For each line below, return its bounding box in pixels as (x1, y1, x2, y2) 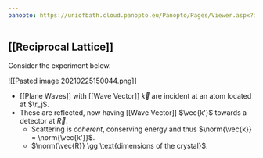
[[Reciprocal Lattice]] (8, 41, 113, 54)
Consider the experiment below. (8, 61, 111, 70)
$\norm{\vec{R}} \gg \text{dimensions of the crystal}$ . (31, 142, 209, 151)
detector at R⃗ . (19, 117, 68, 126)
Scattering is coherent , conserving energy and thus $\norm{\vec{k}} (31, 124, 252, 134)
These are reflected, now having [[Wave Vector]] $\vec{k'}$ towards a (19, 108, 247, 117)
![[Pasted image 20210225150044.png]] (8, 76, 137, 86)
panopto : (8, 11, 37, 20)
